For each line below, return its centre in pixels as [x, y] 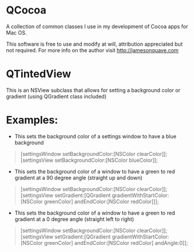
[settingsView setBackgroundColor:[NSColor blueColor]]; [89, 160]
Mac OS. [17, 32]
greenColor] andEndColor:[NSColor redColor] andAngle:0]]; [116, 243]
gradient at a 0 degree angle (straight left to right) [74, 219]
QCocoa [26, 10]
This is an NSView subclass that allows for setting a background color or [93, 90]
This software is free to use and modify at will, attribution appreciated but [94, 44]
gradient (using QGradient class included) [56, 96]
